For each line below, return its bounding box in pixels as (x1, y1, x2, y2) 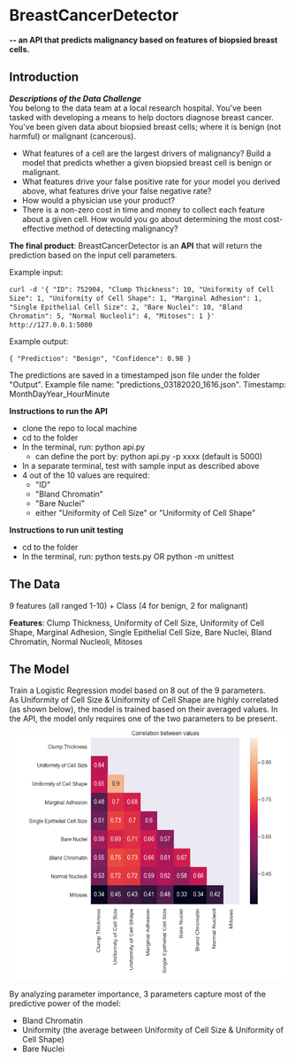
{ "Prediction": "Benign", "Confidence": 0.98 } (9, 354, 192, 363)
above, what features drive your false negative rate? (21, 185, 212, 196)
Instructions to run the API (9, 405, 108, 416)
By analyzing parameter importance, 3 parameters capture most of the (9, 988, 267, 1000)
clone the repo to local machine (21, 422, 138, 434)
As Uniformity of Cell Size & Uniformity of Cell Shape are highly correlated (9, 695, 279, 705)
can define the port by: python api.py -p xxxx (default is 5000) (34, 450, 263, 461)
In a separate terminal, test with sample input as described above (21, 460, 261, 471)
